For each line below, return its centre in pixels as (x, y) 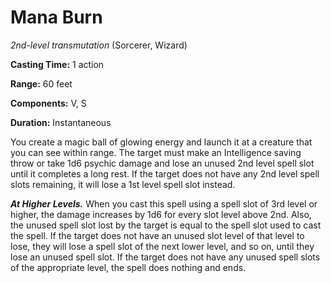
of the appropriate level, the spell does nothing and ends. (128, 267)
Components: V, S (48, 103)
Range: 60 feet (41, 83)
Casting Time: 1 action (57, 64)
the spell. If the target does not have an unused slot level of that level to (157, 235)
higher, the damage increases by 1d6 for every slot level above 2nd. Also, (161, 214)
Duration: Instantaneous (61, 122)
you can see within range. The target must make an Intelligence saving (156, 152)
